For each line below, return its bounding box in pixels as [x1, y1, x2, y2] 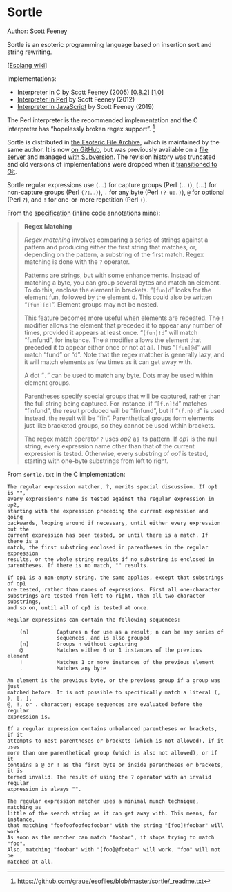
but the [7, 526, 30, 533]
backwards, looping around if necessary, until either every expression [7, 520, 221, 526]
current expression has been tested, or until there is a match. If [7, 531, 209, 539]
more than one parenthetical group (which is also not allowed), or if [7, 749, 217, 757]
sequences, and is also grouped [56, 634, 150, 641]
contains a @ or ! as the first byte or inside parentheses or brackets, [7, 761, 224, 768]
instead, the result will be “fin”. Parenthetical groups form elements [23, 414, 215, 422]
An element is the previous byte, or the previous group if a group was [7, 676, 221, 684]
